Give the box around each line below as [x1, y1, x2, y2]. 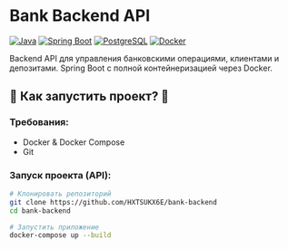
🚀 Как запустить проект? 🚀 [9, 89, 170, 104]
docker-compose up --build [9, 231, 112, 240]
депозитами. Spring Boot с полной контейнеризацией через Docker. [9, 62, 273, 73]
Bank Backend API [9, 5, 151, 26]
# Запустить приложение [9, 223, 100, 232]
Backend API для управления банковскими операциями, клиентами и [9, 53, 280, 63]
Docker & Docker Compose [22, 137, 125, 148]
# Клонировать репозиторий [9, 189, 112, 198]
